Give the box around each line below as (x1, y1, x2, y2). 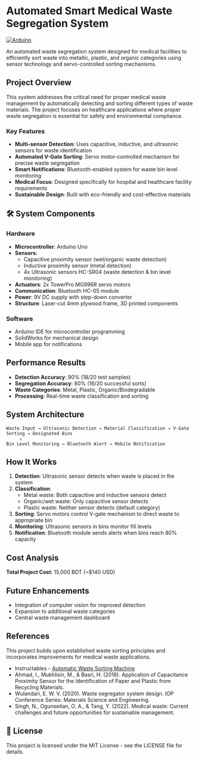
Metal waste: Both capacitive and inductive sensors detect (23, 491, 167, 499)
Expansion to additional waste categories (14, 608, 115, 615)
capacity (14, 535, 37, 543)
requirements (14, 185, 47, 192)
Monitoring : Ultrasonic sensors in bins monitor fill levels (14, 523, 152, 530)
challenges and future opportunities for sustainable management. (14, 708, 175, 716)
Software (6, 314, 34, 322)
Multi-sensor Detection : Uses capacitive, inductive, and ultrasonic (14, 140, 179, 148)
